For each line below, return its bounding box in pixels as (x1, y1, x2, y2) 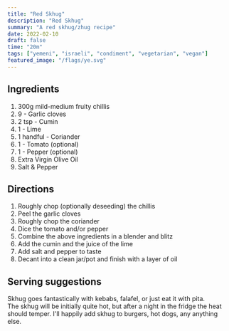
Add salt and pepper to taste (17, 247, 102, 256)
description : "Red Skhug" (7, 17, 84, 24)
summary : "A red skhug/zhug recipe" (7, 23, 116, 31)
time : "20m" (7, 43, 43, 51)
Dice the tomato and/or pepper (17, 225, 109, 233)
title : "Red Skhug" (7, 10, 65, 18)
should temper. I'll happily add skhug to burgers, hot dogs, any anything (7, 310, 218, 318)
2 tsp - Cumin (17, 117, 58, 125)
